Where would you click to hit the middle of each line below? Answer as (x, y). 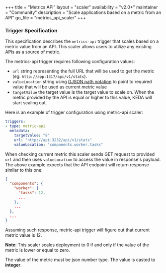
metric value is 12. (24, 235)
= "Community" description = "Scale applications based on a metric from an (83, 12)
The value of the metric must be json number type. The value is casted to (80, 260)
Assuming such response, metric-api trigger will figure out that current (78, 230)
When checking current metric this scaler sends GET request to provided (80, 154)
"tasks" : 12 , (32, 193)
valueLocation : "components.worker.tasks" (59, 144)
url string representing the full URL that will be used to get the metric (83, 71)
